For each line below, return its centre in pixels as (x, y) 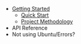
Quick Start (35, 15)
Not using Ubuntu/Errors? (43, 34)
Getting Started (31, 9)
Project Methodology (47, 21)
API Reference (30, 28)
